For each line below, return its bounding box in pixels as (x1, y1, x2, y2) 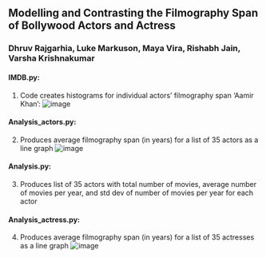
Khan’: (19, 99, 42, 109)
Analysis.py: (8, 161, 52, 171)
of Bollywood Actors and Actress (8, 19, 176, 33)
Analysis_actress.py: (8, 215, 81, 224)
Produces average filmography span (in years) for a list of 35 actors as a (19, 135, 259, 145)
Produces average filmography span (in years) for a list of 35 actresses (19, 232, 255, 242)
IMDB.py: (8, 72, 40, 82)
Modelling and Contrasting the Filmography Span (8, 6, 258, 20)
